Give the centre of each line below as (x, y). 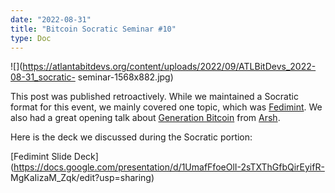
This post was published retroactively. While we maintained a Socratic (154, 97)
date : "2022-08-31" (51, 19)
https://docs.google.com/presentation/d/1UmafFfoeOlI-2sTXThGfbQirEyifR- (169, 167)
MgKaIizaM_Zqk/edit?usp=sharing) (82, 178)
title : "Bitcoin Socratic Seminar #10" (93, 29)
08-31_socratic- (43, 77)
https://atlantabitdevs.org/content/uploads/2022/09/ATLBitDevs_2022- (169, 67)
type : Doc (31, 38)
